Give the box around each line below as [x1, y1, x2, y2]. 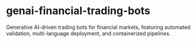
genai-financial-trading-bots [6, 4, 151, 18]
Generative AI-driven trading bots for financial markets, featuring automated [6, 24, 191, 31]
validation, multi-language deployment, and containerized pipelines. [6, 29, 171, 37]
